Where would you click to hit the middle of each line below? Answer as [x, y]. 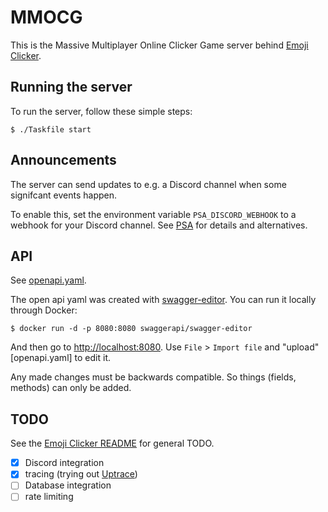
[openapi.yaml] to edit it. [60, 358]
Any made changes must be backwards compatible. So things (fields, [153, 377]
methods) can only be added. [71, 388]
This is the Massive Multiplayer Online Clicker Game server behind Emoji [159, 45]
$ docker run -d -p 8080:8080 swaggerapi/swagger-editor [131, 329]
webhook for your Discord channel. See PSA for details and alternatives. [159, 225]
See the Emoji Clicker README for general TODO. [112, 443]
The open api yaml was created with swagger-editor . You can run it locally [163, 300]
